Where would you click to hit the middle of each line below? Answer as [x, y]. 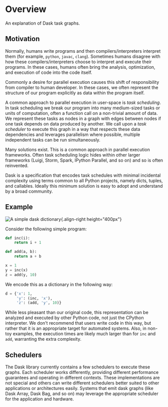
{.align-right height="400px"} [91, 219]
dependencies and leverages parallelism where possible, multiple [73, 134]
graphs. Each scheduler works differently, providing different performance [82, 372]
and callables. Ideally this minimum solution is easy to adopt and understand [84, 186]
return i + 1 [28, 243]
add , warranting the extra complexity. [43, 339]
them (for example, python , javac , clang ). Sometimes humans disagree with [83, 56]
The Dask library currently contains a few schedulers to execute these [78, 367]
